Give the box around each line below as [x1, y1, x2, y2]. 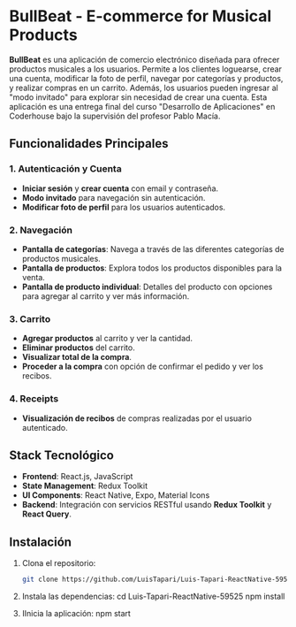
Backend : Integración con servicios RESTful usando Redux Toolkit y [21, 500, 272, 510]
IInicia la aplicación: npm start [21, 608, 131, 619]
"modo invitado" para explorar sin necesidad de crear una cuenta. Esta [9, 91, 268, 103]
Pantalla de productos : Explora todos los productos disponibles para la [21, 263, 283, 273]
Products [9, 25, 78, 45]
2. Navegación [9, 224, 73, 236]
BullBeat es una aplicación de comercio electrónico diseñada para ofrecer [9, 54, 280, 65]
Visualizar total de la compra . [21, 352, 133, 363]
